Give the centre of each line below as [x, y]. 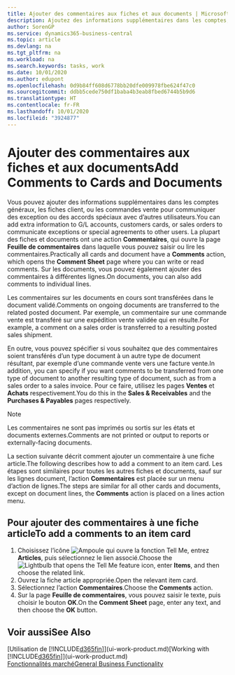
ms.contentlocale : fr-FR [43, 105]
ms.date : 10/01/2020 [37, 72]
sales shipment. [30, 334]
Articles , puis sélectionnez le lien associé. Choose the [95, 558]
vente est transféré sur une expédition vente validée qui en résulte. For [108, 320]
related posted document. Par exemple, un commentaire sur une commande [117, 312]
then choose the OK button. [57, 610]
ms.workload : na [31, 60]
